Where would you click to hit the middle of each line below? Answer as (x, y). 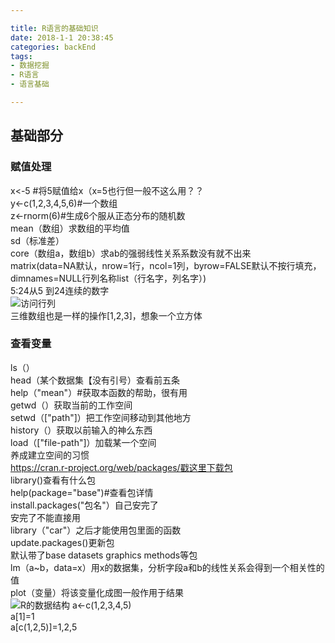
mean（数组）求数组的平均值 (70, 228)
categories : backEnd (53, 47)
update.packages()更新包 (62, 542)
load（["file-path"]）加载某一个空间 (83, 442)
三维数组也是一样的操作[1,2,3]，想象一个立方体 (106, 315)
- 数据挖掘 (30, 66)
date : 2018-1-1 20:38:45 (62, 37)
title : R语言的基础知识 (54, 28)
